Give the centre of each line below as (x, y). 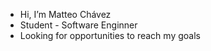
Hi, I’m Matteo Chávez (65, 14)
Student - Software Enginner (78, 25)
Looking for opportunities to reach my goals (110, 35)
